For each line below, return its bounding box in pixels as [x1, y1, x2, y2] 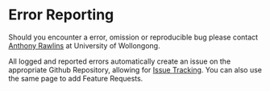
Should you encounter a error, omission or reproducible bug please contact [8, 32, 259, 42]
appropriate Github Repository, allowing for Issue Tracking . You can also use [8, 64, 263, 74]
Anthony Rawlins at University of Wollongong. [8, 40, 160, 50]
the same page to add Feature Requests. [8, 73, 143, 83]
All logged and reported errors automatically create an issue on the [8, 56, 231, 66]
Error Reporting [8, 6, 114, 24]
